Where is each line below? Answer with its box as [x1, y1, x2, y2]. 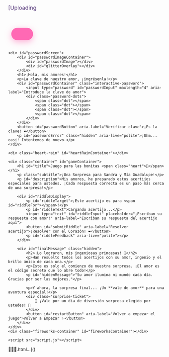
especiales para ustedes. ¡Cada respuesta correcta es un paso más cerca [8, 181, 165, 186]
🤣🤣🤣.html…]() [8, 347, 36, 353]
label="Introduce [8, 89, 44, 95]
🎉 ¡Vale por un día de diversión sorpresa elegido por [34, 298, 151, 304]
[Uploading [8, 4, 37, 11]
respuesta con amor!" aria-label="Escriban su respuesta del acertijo [8, 216, 158, 221]
